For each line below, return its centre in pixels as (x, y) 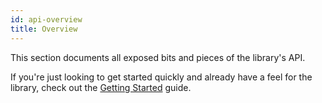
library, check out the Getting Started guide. (101, 87)
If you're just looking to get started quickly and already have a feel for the (161, 77)
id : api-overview (46, 19)
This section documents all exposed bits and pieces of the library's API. (158, 57)
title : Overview (44, 29)
